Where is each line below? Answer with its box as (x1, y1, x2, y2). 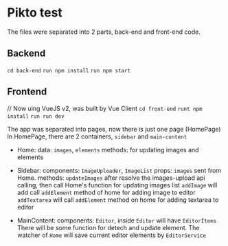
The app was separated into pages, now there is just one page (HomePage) (7, 125, 221, 133)
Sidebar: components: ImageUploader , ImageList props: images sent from (16, 166, 222, 174)
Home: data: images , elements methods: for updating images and (16, 145, 199, 154)
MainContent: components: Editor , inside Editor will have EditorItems (16, 216, 217, 225)
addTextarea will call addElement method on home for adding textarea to (16, 195, 219, 204)
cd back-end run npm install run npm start (7, 67, 131, 74)
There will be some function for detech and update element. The (16, 223, 200, 232)
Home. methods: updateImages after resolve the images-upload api (16, 174, 205, 182)
